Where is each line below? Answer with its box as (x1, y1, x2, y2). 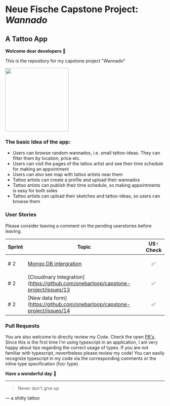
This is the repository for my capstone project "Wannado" (5, 58, 125, 64)
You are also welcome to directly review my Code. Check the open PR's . (5, 333, 156, 340)
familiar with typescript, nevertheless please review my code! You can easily (5, 350, 165, 356)
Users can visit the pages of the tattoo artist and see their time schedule (12, 161, 163, 167)
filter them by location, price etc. (12, 155, 81, 161)
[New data (27, 294, 53, 301)
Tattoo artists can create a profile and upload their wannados (12, 177, 140, 183)
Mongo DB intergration (27, 260, 82, 267)
